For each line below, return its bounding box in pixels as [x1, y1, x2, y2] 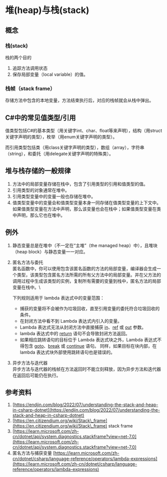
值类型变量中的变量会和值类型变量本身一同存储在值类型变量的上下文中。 [12, 199, 161, 205]
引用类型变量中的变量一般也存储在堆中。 [12, 193, 96, 199]
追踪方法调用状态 [12, 65, 48, 71]
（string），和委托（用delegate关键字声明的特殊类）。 [5, 150, 114, 156]
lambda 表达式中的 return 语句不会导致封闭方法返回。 [19, 330, 130, 336]
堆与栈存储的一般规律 [5, 167, 71, 175]
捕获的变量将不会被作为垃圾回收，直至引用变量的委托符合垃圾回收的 [19, 305, 160, 311]
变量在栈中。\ [12, 284, 41, 290]
